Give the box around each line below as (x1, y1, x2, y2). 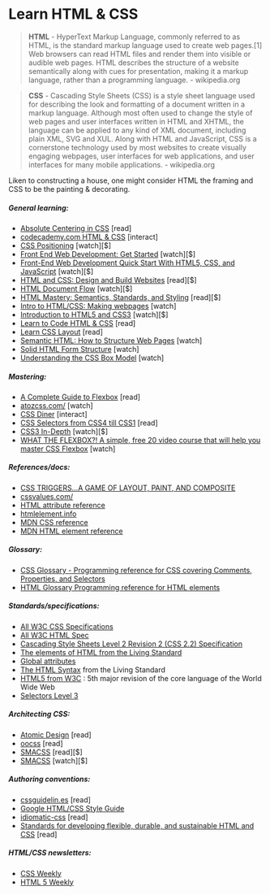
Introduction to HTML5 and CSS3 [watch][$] (19, 310, 169, 319)
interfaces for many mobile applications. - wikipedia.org (28, 159, 216, 169)
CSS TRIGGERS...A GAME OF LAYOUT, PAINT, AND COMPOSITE (19, 483, 236, 493)
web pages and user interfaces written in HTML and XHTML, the (28, 116, 245, 126)
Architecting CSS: (8, 709, 71, 719)
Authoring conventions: (8, 774, 91, 784)
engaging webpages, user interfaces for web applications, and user (28, 151, 255, 161)
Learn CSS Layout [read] (19, 327, 104, 337)
